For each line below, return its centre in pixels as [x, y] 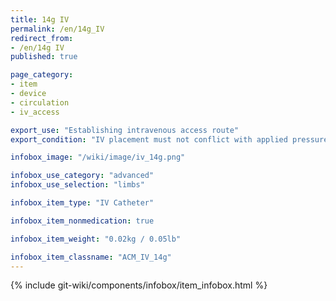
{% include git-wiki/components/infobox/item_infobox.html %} [139, 285]
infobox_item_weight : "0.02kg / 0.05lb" [96, 239]
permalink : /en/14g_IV [57, 29]
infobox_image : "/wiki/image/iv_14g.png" [98, 157]
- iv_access [35, 112]
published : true [44, 57]
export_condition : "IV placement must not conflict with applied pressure [169, 139]
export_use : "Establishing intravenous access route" [125, 130]
